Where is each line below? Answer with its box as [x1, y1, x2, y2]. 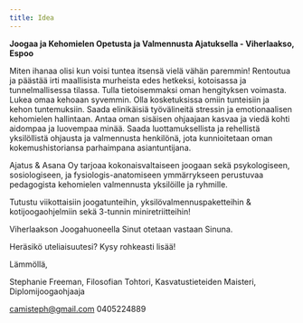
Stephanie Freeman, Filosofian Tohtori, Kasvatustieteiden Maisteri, [9, 276, 257, 287]
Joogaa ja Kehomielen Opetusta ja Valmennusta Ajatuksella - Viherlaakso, [9, 38, 295, 49]
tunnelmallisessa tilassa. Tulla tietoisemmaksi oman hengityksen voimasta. [9, 84, 287, 95]
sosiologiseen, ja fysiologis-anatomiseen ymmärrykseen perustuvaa [9, 169, 264, 180]
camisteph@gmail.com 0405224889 [9, 303, 147, 314]
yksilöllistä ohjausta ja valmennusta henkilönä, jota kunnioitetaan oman [9, 132, 273, 143]
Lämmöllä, [9, 259, 48, 270]
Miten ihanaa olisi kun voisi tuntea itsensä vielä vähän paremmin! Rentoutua [9, 65, 291, 76]
